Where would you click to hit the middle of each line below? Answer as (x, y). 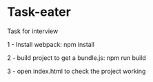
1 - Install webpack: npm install (51, 44)
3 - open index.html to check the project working (76, 71)
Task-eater (39, 12)
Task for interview (33, 31)
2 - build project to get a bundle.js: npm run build (76, 58)
